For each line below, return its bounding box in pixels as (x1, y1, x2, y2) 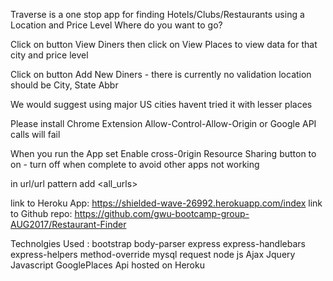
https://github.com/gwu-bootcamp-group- (74, 208, 250, 219)
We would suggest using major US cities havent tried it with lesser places (10, 99, 313, 110)
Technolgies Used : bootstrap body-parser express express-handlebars (10, 238, 306, 249)
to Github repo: (10, 208, 73, 219)
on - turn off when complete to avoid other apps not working (10, 159, 260, 170)
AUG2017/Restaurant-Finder (10, 219, 127, 230)
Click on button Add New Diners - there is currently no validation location (10, 69, 312, 80)
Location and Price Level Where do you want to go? (10, 19, 223, 31)
